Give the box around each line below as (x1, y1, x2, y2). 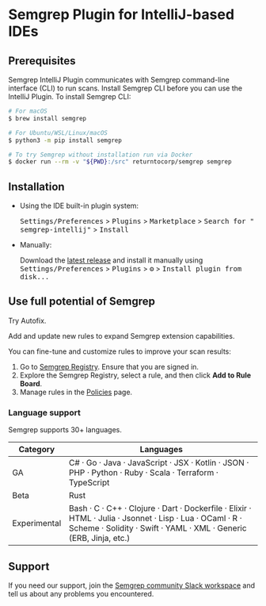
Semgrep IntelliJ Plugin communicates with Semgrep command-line (8, 75, 230, 84)
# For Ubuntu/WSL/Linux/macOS (8, 128, 108, 136)
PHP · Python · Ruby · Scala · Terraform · (68, 467, 219, 478)
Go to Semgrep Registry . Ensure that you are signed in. (19, 362, 199, 371)
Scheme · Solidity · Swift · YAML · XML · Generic (68, 523, 247, 534)
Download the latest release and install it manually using (19, 255, 203, 265)
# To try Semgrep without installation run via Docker (8, 151, 193, 159)
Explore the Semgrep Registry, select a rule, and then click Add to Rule (19, 370, 252, 380)
